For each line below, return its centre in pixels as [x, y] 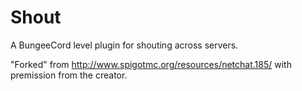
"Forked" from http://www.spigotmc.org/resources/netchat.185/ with [151, 64]
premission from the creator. [69, 75]
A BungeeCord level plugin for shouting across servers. [124, 45]
